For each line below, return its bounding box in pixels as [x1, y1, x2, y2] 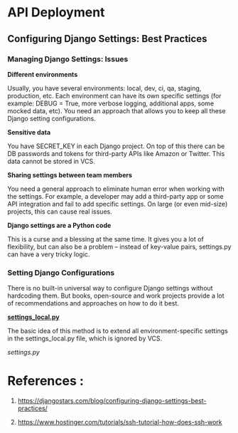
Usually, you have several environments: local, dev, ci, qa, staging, [7, 83, 202, 93]
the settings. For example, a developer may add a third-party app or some [7, 192, 224, 200]
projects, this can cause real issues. [7, 207, 112, 216]
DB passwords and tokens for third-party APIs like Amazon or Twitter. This [7, 149, 225, 157]
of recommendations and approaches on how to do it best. [7, 299, 180, 308]
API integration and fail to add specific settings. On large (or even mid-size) [7, 199, 228, 208]
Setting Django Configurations [7, 268, 115, 278]
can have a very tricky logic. [7, 250, 90, 259]
